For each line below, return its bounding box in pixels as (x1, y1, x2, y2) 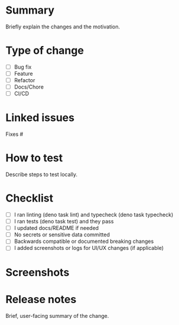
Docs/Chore (14, 83, 44, 90)
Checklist (5, 191, 54, 205)
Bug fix (14, 63, 32, 70)
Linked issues (5, 111, 75, 125)
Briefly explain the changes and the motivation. (5, 23, 121, 30)
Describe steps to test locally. (5, 171, 78, 178)
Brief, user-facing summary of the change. (5, 312, 109, 319)
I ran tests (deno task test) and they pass (14, 218, 114, 225)
